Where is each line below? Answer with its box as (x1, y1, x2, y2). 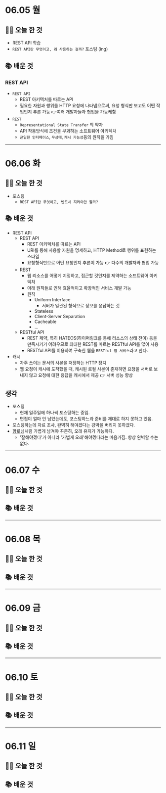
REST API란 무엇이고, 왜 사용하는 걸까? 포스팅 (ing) (12, 46, 108, 52)
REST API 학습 (12, 40, 41, 46)
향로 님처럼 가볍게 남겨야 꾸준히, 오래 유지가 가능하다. (12, 428, 114, 434)
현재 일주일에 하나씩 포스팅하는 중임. (19, 410, 90, 416)
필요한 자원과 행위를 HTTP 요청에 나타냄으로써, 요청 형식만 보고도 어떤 (19, 102, 156, 108)
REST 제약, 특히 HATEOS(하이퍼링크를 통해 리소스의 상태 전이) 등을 (27, 335, 157, 341)
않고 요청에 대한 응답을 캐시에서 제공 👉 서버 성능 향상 (29, 372, 133, 378)
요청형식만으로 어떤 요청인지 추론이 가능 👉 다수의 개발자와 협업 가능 (27, 259, 159, 265)
